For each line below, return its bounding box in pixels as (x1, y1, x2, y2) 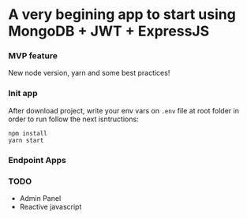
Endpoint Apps (8, 154, 67, 165)
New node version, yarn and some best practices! (8, 69, 170, 78)
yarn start (8, 136, 44, 144)
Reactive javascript (19, 202, 82, 211)
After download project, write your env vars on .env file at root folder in (8, 106, 239, 115)
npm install (8, 129, 47, 137)
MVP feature (8, 50, 58, 61)
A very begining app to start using (8, 6, 237, 24)
